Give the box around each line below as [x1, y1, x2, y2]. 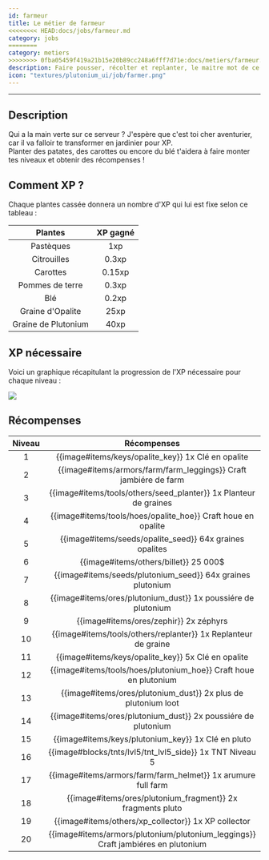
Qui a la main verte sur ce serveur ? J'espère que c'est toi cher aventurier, [8, 130, 253, 139]
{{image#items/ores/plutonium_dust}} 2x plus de [61, 687, 244, 698]
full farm [136, 779, 168, 790]
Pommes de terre [18, 279, 83, 291]
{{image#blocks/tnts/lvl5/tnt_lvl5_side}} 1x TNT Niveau [48, 746, 256, 758]
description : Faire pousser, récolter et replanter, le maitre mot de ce [8, 64, 260, 72]
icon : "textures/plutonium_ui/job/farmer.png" [8, 71, 167, 79]
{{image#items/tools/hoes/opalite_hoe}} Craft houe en [50, 510, 255, 521]
